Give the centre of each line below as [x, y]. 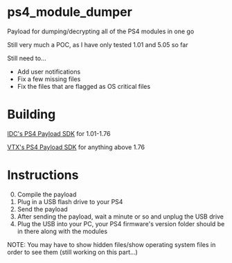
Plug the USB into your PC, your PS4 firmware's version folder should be [121, 223]
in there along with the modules [62, 231]
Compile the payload [47, 194]
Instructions [43, 175]
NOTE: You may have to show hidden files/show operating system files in [111, 244]
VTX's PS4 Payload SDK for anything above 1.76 [76, 147]
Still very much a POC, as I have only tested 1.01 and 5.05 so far [98, 44]
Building [32, 114]
